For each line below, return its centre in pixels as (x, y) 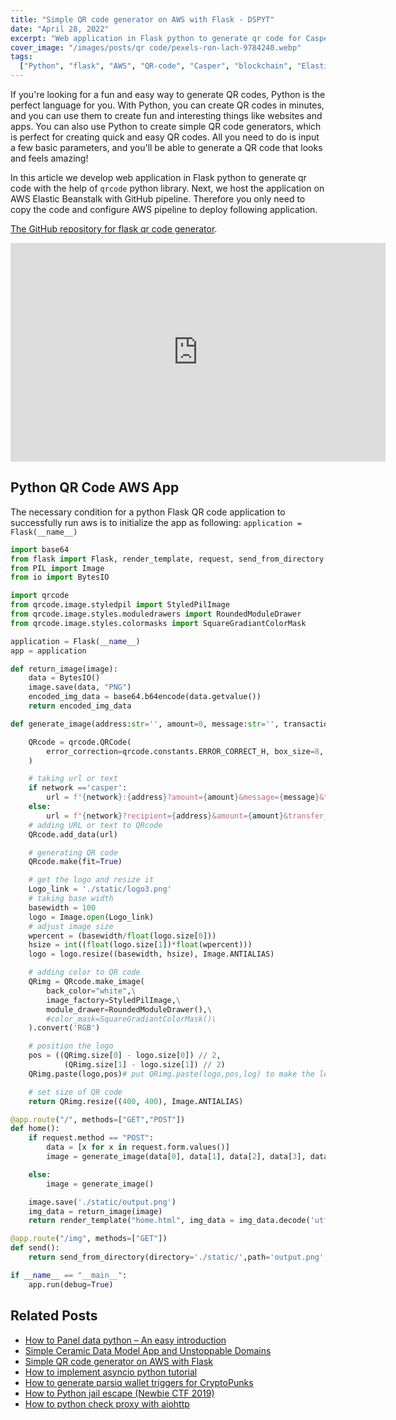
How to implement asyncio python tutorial (111, 1372)
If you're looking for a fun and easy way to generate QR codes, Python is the (168, 94)
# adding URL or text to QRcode (95, 825)
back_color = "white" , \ (91, 991)
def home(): (35, 1129)
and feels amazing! (49, 158)
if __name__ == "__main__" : (69, 1275)
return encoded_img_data (80, 706)
